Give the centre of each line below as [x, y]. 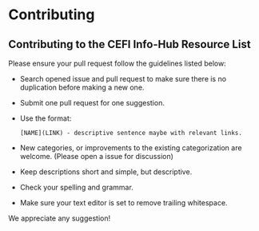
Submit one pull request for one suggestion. [92, 103]
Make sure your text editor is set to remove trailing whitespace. [124, 203]
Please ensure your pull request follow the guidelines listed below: [117, 63]
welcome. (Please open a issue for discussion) [97, 156]
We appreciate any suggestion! [59, 218]
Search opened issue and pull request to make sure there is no [123, 79]
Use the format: [46, 118]
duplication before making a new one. [82, 87]
